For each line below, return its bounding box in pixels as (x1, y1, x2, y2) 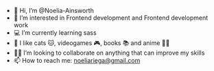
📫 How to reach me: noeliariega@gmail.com (13, 57, 141, 64)
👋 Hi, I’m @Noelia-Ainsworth (13, 7, 94, 14)
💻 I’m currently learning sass (13, 29, 97, 37)
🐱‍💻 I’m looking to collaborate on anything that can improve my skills (13, 48, 205, 57)
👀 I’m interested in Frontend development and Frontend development (13, 14, 208, 22)
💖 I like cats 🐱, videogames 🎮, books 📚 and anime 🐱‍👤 (13, 39, 170, 47)
